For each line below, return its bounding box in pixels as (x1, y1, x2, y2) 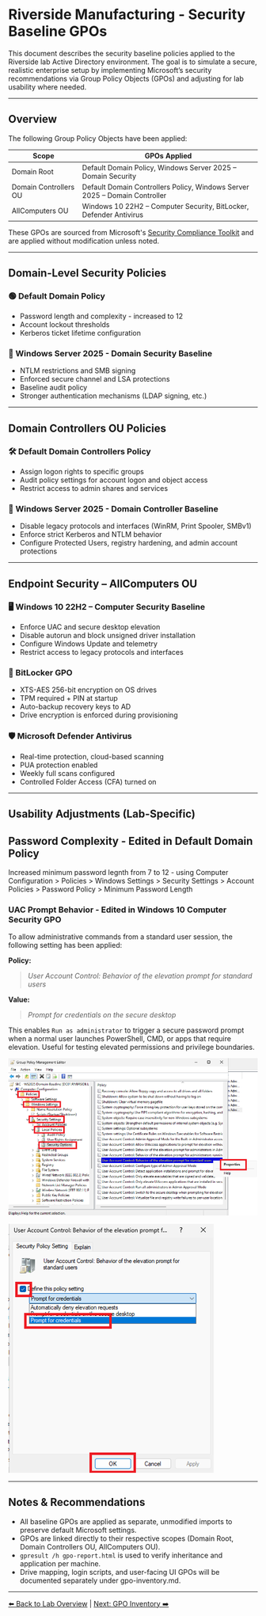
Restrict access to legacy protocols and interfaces (19, 648, 184, 657)
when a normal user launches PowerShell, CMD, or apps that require (8, 1034, 232, 1044)
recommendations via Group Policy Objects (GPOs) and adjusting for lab (8, 74, 244, 83)
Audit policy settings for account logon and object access (19, 475, 208, 485)
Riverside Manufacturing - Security (8, 6, 246, 24)
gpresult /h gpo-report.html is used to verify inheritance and (19, 1550, 223, 1560)
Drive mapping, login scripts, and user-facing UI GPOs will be (19, 1567, 220, 1576)
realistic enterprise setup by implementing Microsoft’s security (8, 65, 212, 74)
